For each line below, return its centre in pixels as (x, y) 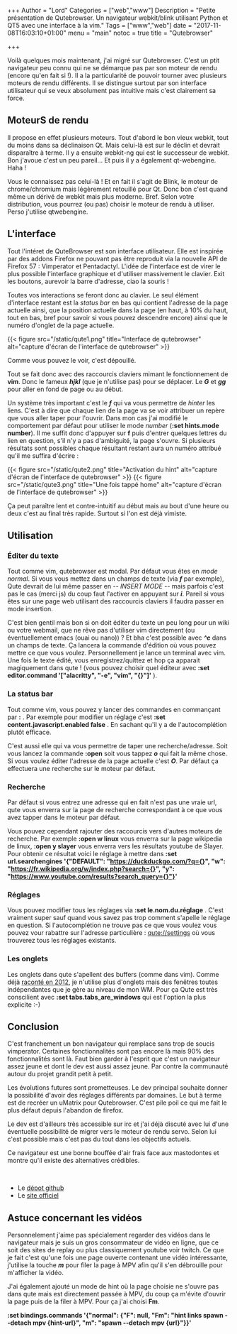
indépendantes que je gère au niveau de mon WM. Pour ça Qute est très (112, 989)
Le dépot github (41, 1188)
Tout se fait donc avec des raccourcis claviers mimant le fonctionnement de (118, 374)
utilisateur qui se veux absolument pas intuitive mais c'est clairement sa (112, 91)
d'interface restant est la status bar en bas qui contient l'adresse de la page (118, 302)
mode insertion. (30, 609)
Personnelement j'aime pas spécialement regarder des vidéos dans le (109, 1235)
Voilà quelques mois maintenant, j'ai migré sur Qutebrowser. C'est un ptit (114, 60)
